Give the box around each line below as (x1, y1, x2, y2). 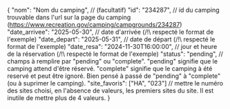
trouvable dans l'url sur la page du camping (7, 13, 131, 21)
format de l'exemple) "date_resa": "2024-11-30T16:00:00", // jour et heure (7, 43, 218, 50)
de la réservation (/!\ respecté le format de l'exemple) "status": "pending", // (7, 50, 223, 58)
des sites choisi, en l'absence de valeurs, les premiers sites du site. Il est (7, 86, 214, 95)
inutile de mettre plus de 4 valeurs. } (7, 94, 111, 102)
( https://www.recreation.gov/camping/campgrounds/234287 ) (7, 21, 182, 28)
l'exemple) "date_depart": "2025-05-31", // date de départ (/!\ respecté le (7, 35, 215, 43)
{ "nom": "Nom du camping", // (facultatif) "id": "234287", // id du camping (7, 6, 220, 14)
